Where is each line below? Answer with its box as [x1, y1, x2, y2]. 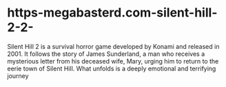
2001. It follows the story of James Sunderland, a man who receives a [7, 50, 205, 58]
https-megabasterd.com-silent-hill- [7, 5, 218, 21]
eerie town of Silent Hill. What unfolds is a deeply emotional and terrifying [7, 64, 216, 72]
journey [7, 71, 29, 80]
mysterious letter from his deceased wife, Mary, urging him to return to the [7, 57, 219, 65]
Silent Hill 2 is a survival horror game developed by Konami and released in [7, 42, 220, 50]
